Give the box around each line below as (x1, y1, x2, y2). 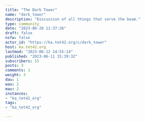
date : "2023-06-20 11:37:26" (5, 26, 66, 31)
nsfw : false (5, 35, 30, 40)
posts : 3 (5, 63, 24, 68)
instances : (5, 91, 28, 96)
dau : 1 (5, 77, 19, 82)
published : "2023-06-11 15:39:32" (5, 53, 78, 59)
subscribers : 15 (5, 58, 39, 63)
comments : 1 (5, 68, 30, 73)
